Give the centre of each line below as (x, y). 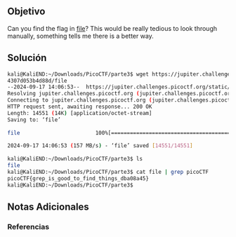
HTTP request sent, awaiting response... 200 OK (80, 107)
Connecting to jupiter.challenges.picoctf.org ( (80, 100)
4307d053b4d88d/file (38, 81)
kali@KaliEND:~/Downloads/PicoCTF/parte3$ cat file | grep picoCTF (108, 172)
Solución (27, 58)
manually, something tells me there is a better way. (81, 36)
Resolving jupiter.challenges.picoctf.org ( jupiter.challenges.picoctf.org (120, 94)
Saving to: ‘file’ (34, 120)
